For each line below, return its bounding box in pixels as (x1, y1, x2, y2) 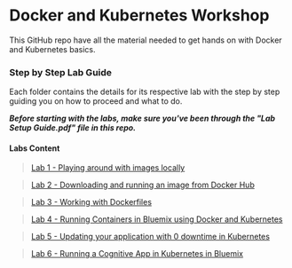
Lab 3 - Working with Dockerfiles (30, 197, 153, 208)
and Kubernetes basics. (9, 43, 96, 54)
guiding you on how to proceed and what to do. (9, 96, 183, 106)
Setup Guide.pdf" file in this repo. (9, 122, 137, 133)
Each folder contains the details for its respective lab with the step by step (9, 86, 280, 98)
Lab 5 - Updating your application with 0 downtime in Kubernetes (30, 232, 271, 242)
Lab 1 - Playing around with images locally (30, 162, 185, 173)
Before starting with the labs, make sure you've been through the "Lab (9, 113, 276, 124)
